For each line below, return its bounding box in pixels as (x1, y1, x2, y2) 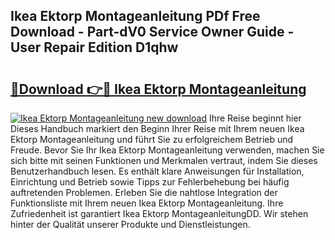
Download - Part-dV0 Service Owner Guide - (10, 24, 295, 41)
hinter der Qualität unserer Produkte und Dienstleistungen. (10, 219, 251, 230)
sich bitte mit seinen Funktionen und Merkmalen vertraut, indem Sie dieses (10, 155, 318, 166)
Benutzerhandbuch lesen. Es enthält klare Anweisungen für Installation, (10, 165, 305, 177)
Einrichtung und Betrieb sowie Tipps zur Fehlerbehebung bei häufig (10, 176, 290, 188)
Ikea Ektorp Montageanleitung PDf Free (10, 8, 261, 25)
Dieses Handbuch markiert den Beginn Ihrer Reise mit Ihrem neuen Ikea (10, 123, 305, 134)
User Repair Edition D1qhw (10, 39, 179, 56)
